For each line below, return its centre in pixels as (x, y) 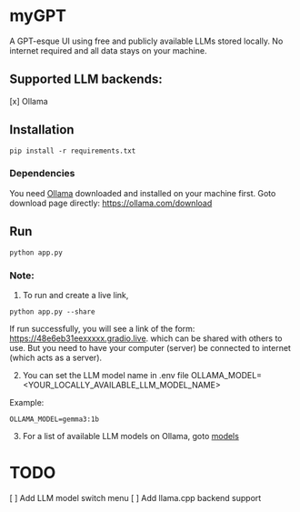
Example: (27, 402)
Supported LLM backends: (86, 80)
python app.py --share (52, 311)
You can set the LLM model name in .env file (105, 375)
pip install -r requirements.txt (73, 151)
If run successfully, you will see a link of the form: (102, 328)
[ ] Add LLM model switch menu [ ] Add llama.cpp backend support (135, 497)
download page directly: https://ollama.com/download (111, 203)
